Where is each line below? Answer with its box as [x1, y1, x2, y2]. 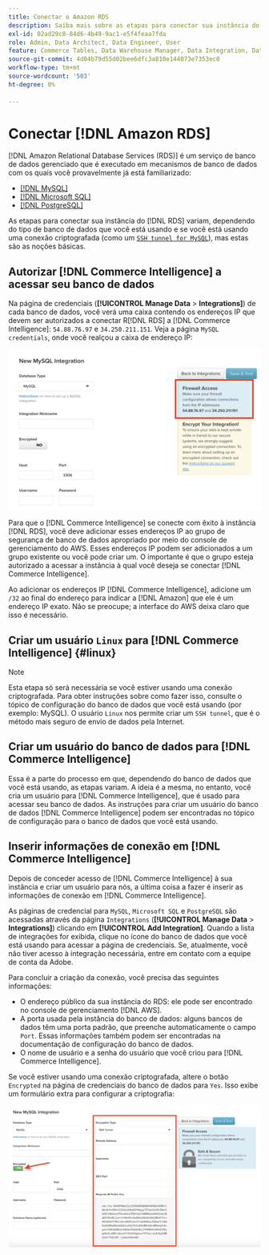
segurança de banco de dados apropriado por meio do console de [8, 535, 227, 545]
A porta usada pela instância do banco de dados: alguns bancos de [19, 1014, 243, 1023]
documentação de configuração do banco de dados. [19, 1039, 195, 1049]
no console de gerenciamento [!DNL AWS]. [19, 1005, 163, 1015]
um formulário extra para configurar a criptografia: [8, 1088, 175, 1098]
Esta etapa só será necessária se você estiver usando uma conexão [8, 682, 233, 692]
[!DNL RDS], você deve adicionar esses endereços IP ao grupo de [8, 527, 226, 536]
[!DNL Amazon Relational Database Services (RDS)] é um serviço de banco [8, 151, 256, 160]
